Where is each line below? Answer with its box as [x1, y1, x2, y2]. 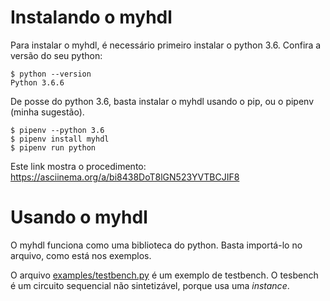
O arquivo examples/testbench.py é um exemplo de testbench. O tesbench [10, 269, 319, 281]
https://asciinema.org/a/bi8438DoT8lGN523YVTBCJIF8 [10, 171, 240, 183]
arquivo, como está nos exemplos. [10, 249, 152, 261]
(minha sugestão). [10, 106, 85, 118]
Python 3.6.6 [10, 77, 65, 88]
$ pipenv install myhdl [10, 134, 110, 144]
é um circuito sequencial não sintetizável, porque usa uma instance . [10, 279, 290, 291]
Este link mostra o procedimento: [10, 160, 147, 172]
